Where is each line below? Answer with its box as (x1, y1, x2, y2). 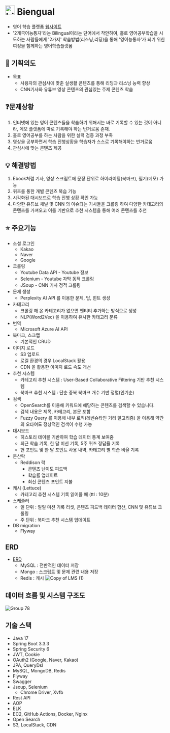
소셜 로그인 (12, 240, 35, 247)
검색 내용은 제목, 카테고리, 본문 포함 (20, 409, 91, 415)
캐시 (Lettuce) (12, 485, 42, 491)
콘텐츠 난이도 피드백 (27, 466, 67, 472)
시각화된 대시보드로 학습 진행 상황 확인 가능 (12, 195, 98, 201)
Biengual (17, 6, 55, 18)
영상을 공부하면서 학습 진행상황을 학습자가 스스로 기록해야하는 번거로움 (12, 138, 153, 145)
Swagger (12, 678, 32, 685)
